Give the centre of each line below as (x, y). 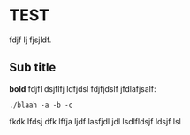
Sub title (33, 67)
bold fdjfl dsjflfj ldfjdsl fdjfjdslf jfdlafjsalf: (83, 88)
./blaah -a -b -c (41, 105)
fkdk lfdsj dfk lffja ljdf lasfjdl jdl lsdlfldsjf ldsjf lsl (95, 121)
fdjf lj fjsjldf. (30, 40)
